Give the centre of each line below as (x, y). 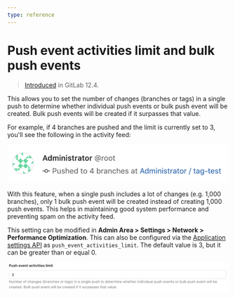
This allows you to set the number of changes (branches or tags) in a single (116, 98)
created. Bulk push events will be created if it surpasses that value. (104, 113)
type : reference (31, 15)
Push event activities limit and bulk (111, 50)
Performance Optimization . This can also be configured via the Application (116, 238)
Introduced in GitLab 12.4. (62, 85)
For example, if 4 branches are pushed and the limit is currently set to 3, (112, 127)
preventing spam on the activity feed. (61, 216)
